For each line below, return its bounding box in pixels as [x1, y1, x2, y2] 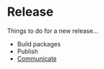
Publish [16, 47, 39, 55]
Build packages [16, 40, 61, 48]
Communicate [16, 54, 57, 62]
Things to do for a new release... [7, 27, 99, 35]
